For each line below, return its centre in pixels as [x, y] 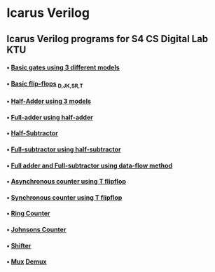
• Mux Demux [27, 261]
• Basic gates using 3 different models [63, 67]
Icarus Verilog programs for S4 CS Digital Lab [107, 39]
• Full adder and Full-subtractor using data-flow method [90, 165]
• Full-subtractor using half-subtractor [64, 149]
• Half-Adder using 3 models [49, 101]
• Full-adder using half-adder [50, 117]
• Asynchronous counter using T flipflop [67, 182]
